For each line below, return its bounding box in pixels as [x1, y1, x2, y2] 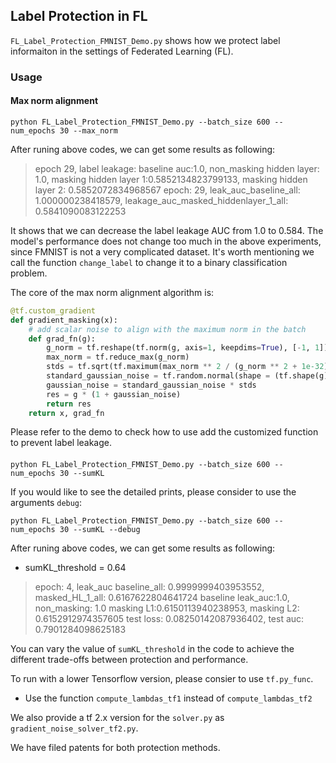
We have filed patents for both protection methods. [10, 742, 221, 754]
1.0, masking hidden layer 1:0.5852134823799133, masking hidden [34, 173, 308, 185]
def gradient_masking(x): [10, 315, 118, 325]
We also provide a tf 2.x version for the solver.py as [10, 712, 225, 724]
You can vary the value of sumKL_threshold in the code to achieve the [10, 643, 295, 655]
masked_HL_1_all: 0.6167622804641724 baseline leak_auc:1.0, [34, 592, 290, 604]
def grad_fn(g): [28, 334, 97, 344]
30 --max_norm [59, 125, 118, 136]
